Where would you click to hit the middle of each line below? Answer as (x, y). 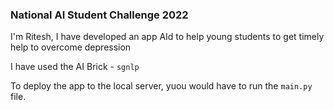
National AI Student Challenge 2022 (99, 15)
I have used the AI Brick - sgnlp (75, 67)
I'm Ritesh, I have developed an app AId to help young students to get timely (167, 37)
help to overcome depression (71, 47)
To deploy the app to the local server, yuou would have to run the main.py (161, 86)
